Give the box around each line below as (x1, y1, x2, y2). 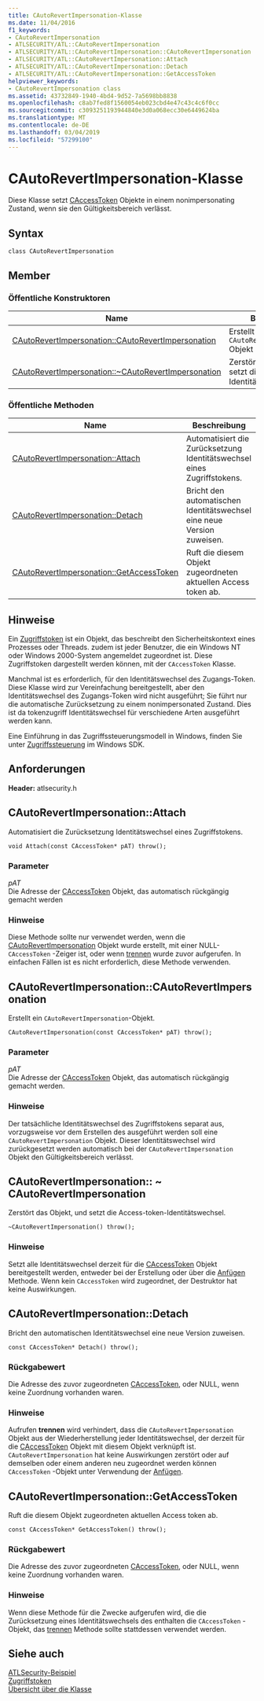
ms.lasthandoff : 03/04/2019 (8, 128, 101, 136)
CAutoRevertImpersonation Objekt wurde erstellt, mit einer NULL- (8, 941, 220, 950)
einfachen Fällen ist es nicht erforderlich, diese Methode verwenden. (8, 957, 231, 967)
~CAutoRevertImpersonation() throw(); (8, 1223, 135, 1231)
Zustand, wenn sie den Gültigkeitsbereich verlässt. (8, 204, 172, 213)
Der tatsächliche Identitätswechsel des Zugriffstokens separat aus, (8, 1119, 225, 1128)
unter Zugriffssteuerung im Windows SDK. (8, 740, 145, 749)
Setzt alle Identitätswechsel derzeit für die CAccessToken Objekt (8, 1259, 218, 1269)
